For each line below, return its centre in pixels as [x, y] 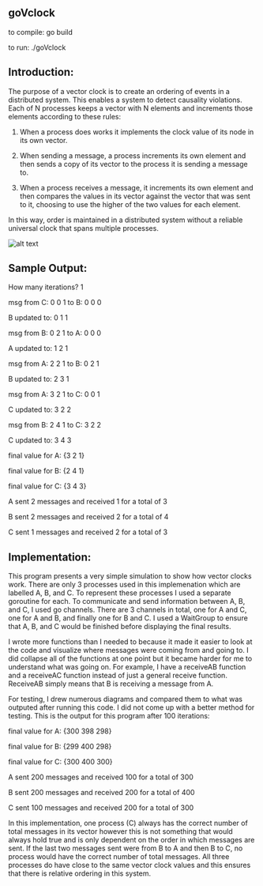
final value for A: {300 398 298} [60, 731]
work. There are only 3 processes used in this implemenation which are [124, 585]
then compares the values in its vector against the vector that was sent [135, 196]
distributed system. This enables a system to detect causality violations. [125, 100]
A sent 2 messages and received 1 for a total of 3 [88, 502]
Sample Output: [48, 268]
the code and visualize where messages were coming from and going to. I [128, 650]
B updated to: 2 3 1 [39, 379]
